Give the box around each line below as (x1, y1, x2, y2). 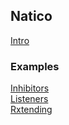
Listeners (10, 93, 49, 105)
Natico (10, 8, 53, 25)
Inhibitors (10, 82, 50, 94)
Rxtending (10, 104, 53, 116)
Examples (10, 59, 60, 73)
